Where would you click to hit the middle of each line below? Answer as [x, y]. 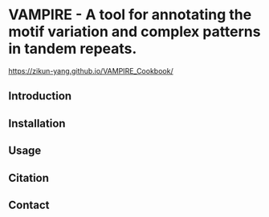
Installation [37, 123]
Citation [29, 178]
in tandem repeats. [73, 49]
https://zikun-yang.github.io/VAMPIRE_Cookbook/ [91, 70]
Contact [29, 205]
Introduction [40, 96]
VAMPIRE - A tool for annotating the [130, 15]
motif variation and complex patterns [134, 32]
